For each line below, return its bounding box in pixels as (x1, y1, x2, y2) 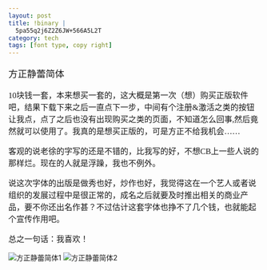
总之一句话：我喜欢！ (8, 235, 90, 244)
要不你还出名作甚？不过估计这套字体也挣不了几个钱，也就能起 (24, 203, 257, 212)
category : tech (8, 34, 59, 42)
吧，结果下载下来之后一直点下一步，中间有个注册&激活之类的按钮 (8, 103, 255, 113)
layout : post (8, 11, 52, 20)
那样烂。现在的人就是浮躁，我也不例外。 (8, 159, 161, 169)
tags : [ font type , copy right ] (8, 42, 113, 50)
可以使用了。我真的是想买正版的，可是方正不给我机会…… (24, 127, 241, 137)
